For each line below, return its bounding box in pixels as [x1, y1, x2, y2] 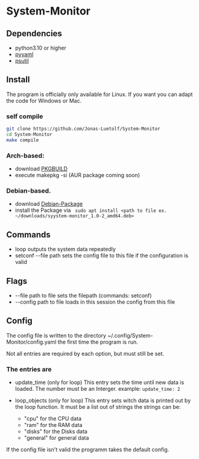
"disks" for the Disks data [24, 428, 87, 435]
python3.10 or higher [14, 44, 66, 51]
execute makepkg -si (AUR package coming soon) [14, 172, 141, 179]
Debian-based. [6, 186, 51, 194]
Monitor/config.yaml [6, 338, 57, 345]
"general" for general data [24, 434, 89, 441]
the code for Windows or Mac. [6, 97, 82, 104]
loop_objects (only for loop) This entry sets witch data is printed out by [14, 397, 191, 404]
